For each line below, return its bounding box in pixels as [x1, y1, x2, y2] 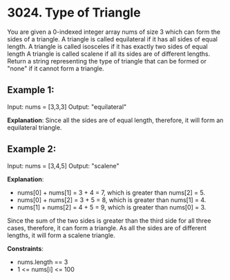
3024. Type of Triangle [7, 5, 141, 21]
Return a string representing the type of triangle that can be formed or [7, 57, 207, 65]
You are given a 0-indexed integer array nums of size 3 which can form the [7, 28, 221, 36]
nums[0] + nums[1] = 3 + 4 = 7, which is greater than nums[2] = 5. [17, 188, 206, 197]
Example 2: [7, 143, 57, 155]
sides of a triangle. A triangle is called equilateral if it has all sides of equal [7, 34, 218, 43]
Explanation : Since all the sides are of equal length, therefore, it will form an [7, 116, 224, 124]
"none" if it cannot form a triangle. [7, 64, 105, 72]
